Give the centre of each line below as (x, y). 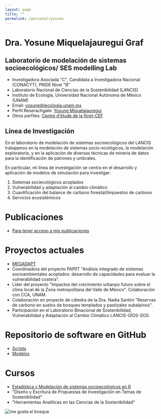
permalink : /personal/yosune (34, 18)
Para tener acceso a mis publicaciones (51, 231)
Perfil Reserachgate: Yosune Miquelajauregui (57, 111)
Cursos (20, 373)
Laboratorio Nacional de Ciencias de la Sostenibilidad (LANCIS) (75, 90)
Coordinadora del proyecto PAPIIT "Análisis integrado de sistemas (78, 269)
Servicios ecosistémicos (36, 198)
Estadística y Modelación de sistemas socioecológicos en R (72, 386)
